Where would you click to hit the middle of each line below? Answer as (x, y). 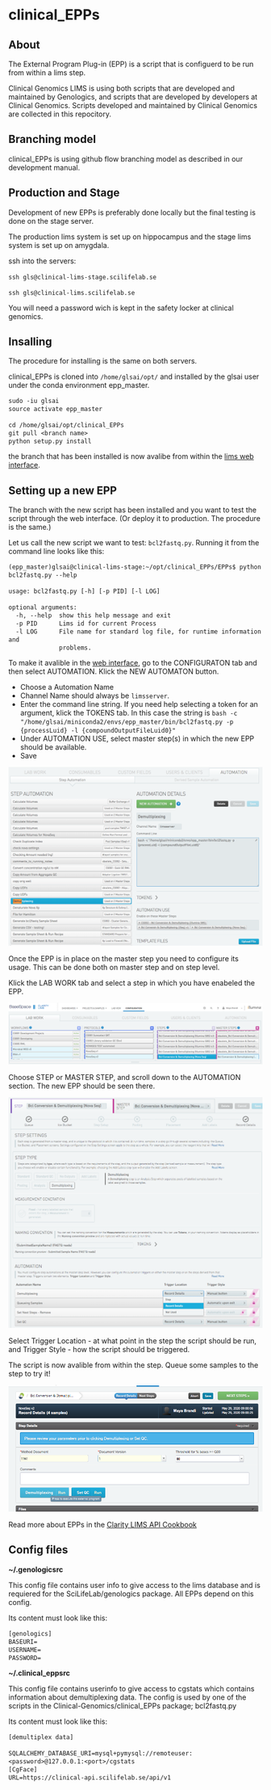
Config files (38, 1550)
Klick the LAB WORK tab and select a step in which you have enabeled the (132, 983)
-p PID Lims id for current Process (86, 624)
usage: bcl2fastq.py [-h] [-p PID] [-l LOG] (84, 591)
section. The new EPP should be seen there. (82, 1086)
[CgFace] (23, 1769)
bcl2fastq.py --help (43, 575)
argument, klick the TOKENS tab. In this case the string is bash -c (129, 713)
